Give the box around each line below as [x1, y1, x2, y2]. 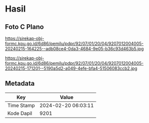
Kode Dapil [7, 110, 32, 117]
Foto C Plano [5, 23, 44, 31]
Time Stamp [7, 102, 35, 108]
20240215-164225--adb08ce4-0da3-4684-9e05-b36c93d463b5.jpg [5, 46, 144, 51]
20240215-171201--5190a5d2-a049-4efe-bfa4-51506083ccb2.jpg [5, 65, 137, 71]
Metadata [5, 79, 35, 88]
